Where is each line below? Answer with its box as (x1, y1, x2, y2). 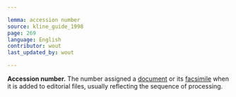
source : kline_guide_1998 (7, 22, 83, 30)
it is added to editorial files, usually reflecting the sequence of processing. (7, 82, 223, 90)
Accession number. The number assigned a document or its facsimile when (7, 75, 230, 83)
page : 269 (7, 30, 37, 37)
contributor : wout (7, 43, 61, 50)
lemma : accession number (7, 16, 81, 23)
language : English (7, 36, 61, 43)
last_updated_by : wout (7, 49, 74, 56)
